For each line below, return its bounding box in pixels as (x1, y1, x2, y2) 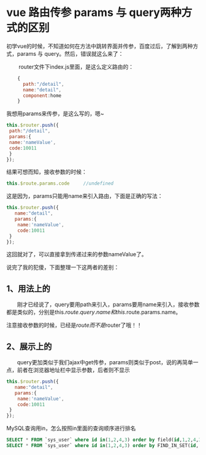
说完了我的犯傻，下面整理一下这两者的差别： (6, 264, 120, 271)
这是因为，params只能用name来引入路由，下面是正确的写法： (6, 193, 163, 200)
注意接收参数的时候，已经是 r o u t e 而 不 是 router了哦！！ (6, 321, 142, 329)
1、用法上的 (6, 283, 51, 294)
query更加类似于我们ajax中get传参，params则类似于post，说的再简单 (17, 359, 193, 366)
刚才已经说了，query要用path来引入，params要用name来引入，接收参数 (17, 301, 200, 308)
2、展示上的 (6, 341, 52, 351)
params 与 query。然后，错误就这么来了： (17, 50, 124, 57)
